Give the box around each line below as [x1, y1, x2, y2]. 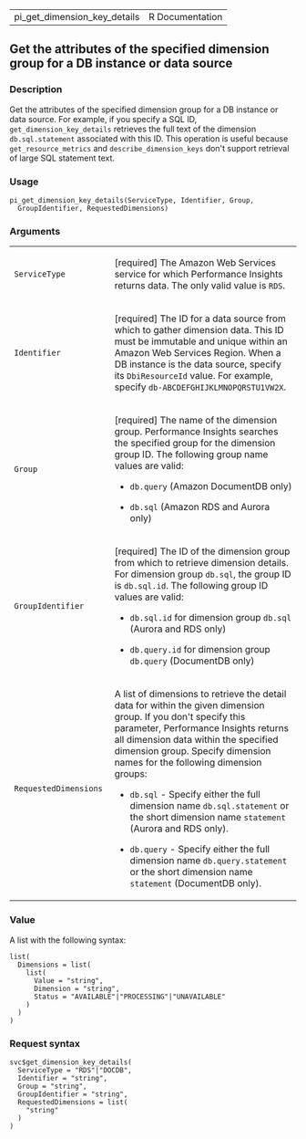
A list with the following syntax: [9, 935, 127, 946]
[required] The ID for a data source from [114, 312, 287, 325]
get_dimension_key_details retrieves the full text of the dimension [9, 123, 257, 134]
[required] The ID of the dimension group [114, 545, 291, 558]
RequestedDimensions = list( [17, 1097, 128, 1107]
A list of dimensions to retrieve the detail [114, 688, 287, 701]
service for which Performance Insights [114, 268, 283, 281]
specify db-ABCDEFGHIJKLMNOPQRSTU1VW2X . [114, 381, 287, 393]
